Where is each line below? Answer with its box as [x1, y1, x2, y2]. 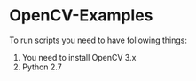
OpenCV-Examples [9, 5, 153, 26]
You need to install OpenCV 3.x [21, 52, 137, 62]
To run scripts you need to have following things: [9, 35, 188, 45]
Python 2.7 [21, 61, 62, 72]
